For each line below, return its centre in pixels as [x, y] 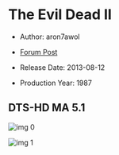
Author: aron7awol [50, 37]
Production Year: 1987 [56, 83]
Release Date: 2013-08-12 [62, 67]
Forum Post [38, 52]
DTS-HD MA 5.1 [47, 108]
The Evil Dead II [60, 15]
